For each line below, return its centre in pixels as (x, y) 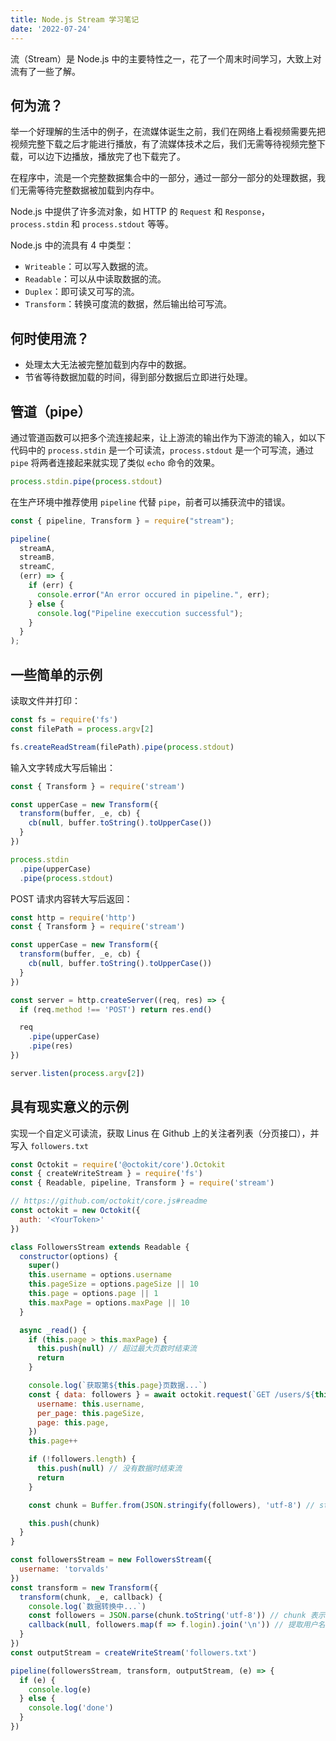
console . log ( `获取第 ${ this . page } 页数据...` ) (118, 1386)
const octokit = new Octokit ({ (75, 1211)
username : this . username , (90, 1404)
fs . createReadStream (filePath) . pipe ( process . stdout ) (122, 747)
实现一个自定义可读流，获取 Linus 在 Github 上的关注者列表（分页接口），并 (165, 1133)
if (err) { (51, 586)
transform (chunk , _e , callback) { (91, 1597)
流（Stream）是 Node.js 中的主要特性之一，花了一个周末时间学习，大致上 (161, 58)
